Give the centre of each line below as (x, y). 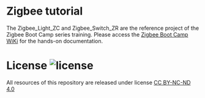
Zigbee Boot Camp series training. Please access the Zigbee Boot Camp (97, 34)
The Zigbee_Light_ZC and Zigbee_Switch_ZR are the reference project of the (103, 28)
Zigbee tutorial (45, 11)
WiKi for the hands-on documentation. (55, 41)
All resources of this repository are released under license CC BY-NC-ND (99, 82)
